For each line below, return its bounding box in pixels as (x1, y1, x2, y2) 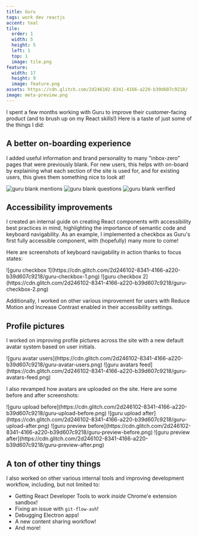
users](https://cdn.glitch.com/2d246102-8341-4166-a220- (39, 355, 184, 362)
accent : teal (6, 20, 39, 26)
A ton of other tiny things (6, 458, 101, 469)
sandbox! (14, 499, 38, 506)
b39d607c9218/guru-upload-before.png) (6, 410, 107, 417)
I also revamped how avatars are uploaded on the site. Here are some (6, 385, 177, 393)
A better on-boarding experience (6, 139, 131, 149)
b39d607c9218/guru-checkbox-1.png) (6, 273, 100, 280)
